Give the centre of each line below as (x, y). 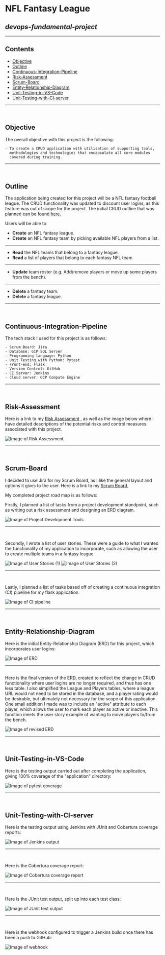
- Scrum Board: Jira (26, 347)
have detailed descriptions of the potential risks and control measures (76, 424)
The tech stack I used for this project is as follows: (56, 338)
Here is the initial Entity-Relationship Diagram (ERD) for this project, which (80, 643)
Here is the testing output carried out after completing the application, (76, 771)
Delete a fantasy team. (35, 291)
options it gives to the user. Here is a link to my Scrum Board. (67, 485)
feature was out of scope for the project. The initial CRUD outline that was (80, 209)
